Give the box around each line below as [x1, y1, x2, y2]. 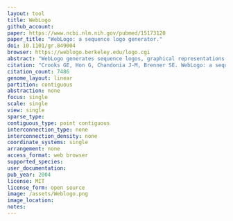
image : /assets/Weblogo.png [7, 191, 89, 197]
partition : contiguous [7, 81, 73, 88]
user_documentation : [7, 164, 67, 172]
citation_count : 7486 [7, 68, 70, 75]
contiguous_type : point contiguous [7, 119, 110, 127]
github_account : [7, 23, 54, 30]
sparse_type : [7, 113, 45, 120]
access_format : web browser [7, 152, 89, 159]
